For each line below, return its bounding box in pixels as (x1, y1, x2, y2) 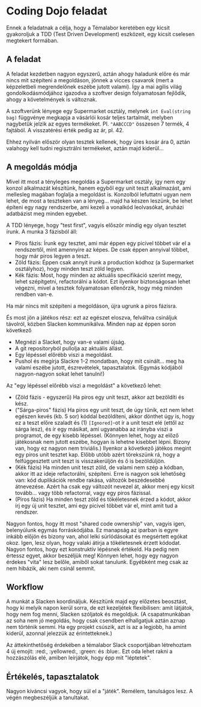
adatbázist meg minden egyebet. (6, 210, 88, 217)
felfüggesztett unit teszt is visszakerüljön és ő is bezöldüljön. (14, 457, 166, 464)
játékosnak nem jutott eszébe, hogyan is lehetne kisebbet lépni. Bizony (14, 438, 191, 445)
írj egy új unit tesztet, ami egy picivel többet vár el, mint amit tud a (14, 502, 178, 509)
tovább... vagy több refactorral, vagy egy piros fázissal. (14, 489, 152, 496)
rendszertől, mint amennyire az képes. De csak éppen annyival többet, (14, 246, 190, 253)
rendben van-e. (14, 290, 54, 298)
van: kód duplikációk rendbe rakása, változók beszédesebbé (14, 476, 165, 484)
